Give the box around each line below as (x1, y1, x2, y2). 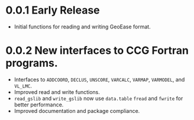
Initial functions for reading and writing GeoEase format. (14, 23, 151, 30)
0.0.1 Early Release (5, 4, 100, 17)
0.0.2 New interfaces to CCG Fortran (5, 44, 189, 57)
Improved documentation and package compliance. (14, 107, 140, 114)
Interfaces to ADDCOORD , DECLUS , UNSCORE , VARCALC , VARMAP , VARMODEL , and (14, 76, 185, 83)
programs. (5, 57, 59, 70)
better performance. (14, 101, 64, 108)
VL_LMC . (14, 82, 32, 89)
